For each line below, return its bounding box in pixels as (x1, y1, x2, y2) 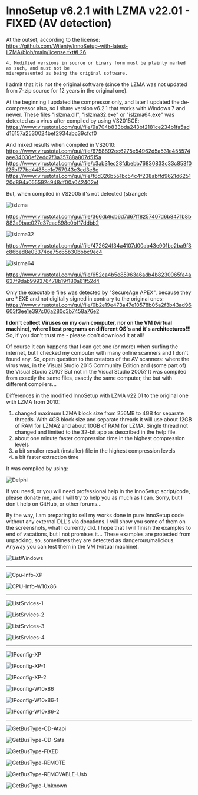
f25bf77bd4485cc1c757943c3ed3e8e (6, 166, 99, 173)
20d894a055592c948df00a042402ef (6, 179, 99, 186)
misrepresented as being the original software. (6, 70, 128, 76)
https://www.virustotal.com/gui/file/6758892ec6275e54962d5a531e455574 (6, 147, 190, 154)
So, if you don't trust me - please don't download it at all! (6, 331, 144, 338)
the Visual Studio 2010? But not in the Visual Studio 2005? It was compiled (6, 368, 187, 375)
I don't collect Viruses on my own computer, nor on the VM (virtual (6, 319, 173, 326)
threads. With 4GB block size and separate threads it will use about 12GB (14, 415, 192, 423)
